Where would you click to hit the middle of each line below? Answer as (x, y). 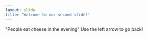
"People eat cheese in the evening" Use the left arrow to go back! (74, 29)
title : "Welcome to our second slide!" (48, 15)
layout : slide (20, 10)
